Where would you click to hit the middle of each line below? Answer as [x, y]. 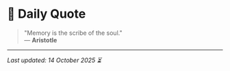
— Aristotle [40, 40]
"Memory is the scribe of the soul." [73, 33]
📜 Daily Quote [47, 14]
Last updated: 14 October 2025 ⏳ [54, 60]
